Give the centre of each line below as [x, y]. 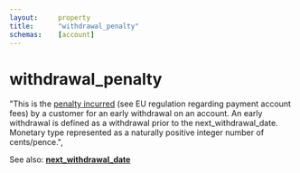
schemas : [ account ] [52, 34]
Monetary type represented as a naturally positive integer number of [137, 132]
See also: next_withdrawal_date [70, 159]
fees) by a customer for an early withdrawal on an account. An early [136, 114]
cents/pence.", [36, 142]
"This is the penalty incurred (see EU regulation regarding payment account [150, 104]
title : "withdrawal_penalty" [75, 26]
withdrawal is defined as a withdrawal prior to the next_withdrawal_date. [144, 123]
